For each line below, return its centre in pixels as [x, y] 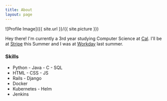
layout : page [19, 14]
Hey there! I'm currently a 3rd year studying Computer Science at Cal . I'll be [83, 38]
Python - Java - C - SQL [37, 67]
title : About [19, 10]
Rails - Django [27, 78]
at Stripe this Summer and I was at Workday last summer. [64, 43]
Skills [12, 56]
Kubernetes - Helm [32, 88]
